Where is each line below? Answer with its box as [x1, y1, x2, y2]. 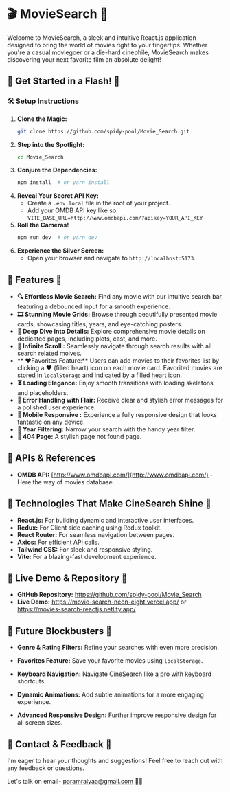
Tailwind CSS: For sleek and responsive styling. [16, 545, 153, 554]
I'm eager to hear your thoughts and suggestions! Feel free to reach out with [7, 757, 223, 765]
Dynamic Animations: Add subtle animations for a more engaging [16, 690, 205, 699]
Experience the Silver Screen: [16, 247, 104, 255]
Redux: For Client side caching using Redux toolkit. [16, 523, 163, 532]
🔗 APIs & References [7, 452, 96, 464]
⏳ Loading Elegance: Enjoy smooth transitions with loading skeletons [16, 378, 214, 387]
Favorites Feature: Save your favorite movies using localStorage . [16, 657, 203, 665]
